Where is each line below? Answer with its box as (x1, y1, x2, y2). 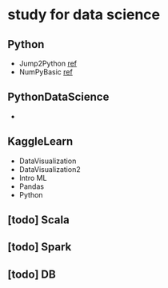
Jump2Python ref (18, 58, 78, 68)
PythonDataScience (7, 90, 110, 104)
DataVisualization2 (18, 164, 81, 174)
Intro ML (18, 173, 47, 182)
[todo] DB (7, 267, 57, 281)
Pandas (18, 182, 45, 191)
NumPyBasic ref (18, 67, 73, 77)
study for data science (7, 6, 161, 24)
